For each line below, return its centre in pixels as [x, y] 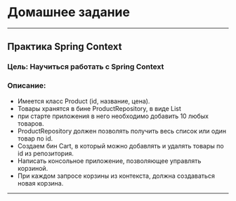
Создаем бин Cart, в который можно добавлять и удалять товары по [120, 145]
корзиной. [33, 168]
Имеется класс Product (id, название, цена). [84, 101]
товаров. [31, 123]
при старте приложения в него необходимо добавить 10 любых [113, 116]
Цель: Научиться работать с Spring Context [86, 67]
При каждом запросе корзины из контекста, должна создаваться [116, 176]
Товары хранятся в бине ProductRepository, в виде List [99, 108]
